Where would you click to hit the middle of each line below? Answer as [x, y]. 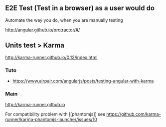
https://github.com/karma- [134, 114]
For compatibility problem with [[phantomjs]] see [55, 114]
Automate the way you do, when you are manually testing [64, 20]
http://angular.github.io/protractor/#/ [43, 30]
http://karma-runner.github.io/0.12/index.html [51, 57]
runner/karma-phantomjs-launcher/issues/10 [51, 120]
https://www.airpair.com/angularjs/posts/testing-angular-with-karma [83, 81]
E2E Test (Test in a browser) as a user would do [80, 8]
